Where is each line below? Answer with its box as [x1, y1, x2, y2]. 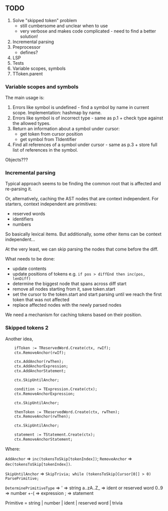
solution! [20, 33, 38, 39]
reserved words [12, 211, 45, 217]
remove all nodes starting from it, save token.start [12, 286, 115, 292]
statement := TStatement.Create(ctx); [14, 432, 95, 437]
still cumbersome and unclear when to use [20, 23, 108, 29]
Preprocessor [12, 44, 41, 50]
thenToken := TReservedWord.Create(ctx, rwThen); [14, 409, 120, 415]
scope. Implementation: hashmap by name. [12, 110, 102, 116]
